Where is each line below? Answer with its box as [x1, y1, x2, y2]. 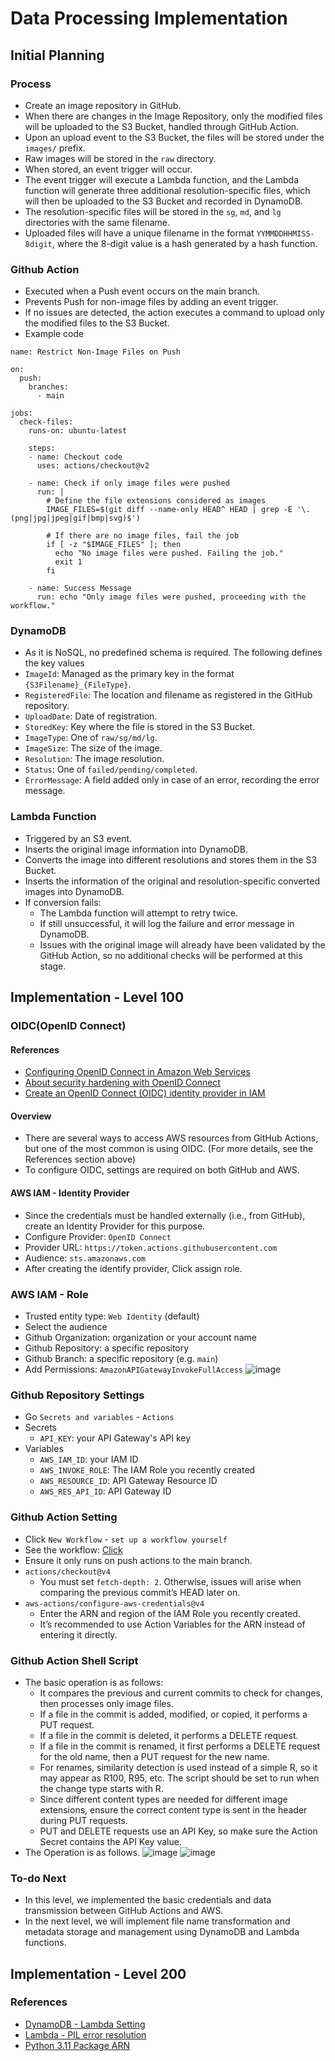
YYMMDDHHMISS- [256, 228, 315, 239]
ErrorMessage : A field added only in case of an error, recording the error [24, 774, 320, 786]
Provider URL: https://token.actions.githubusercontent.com [24, 1241, 278, 1253]
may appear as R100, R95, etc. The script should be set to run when [39, 1772, 320, 1784]
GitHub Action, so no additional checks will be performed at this [39, 949, 303, 961]
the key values [24, 657, 85, 669]
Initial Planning [10, 47, 105, 64]
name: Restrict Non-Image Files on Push [10, 347, 182, 357]
